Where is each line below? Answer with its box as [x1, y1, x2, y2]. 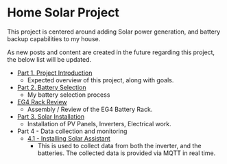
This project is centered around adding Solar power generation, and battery [7, 27, 221, 36]
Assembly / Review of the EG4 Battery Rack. [27, 105, 153, 113]
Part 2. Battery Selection [16, 83, 86, 91]
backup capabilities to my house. [7, 34, 101, 43]
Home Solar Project [7, 5, 120, 21]
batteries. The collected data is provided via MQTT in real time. [37, 149, 216, 157]
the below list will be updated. [7, 55, 92, 63]
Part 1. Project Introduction [16, 69, 93, 77]
